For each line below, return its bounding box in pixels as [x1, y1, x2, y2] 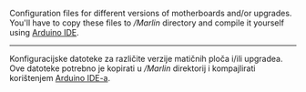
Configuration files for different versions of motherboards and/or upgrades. [9, 8, 292, 18]
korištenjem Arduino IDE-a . [9, 73, 111, 83]
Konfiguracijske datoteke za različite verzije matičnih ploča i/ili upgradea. [9, 54, 283, 64]
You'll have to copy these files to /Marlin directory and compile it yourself [9, 17, 285, 28]
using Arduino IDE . [9, 27, 79, 37]
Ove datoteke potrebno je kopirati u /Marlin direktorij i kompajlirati [9, 63, 256, 74]
